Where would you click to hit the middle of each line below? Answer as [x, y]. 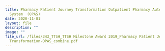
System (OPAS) [25, 14]
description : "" [22, 28]
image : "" [15, 32]
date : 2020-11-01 [23, 18]
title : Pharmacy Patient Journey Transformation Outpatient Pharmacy [78, 9]
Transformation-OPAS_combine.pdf [44, 41]
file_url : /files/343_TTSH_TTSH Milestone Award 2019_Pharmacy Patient [80, 37]
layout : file [18, 23]
